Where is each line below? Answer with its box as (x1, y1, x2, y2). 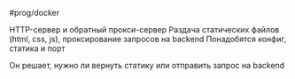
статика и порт (9, 43, 66, 54)
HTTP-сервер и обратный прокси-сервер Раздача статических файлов (9, 25, 280, 34)
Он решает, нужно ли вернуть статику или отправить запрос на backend (9, 61, 285, 70)
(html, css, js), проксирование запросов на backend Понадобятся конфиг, (9, 34, 287, 44)
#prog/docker (9, 8, 60, 18)
